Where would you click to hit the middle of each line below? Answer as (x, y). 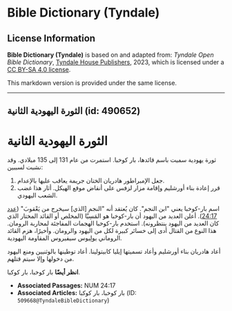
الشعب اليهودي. (37, 196)
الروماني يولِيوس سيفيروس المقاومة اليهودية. (65, 238)
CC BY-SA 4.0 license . (39, 69)
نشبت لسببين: (25, 167)
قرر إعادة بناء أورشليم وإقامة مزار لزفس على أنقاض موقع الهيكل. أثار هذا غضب (118, 188)
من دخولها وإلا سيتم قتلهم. (41, 259)
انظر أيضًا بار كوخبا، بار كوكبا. (44, 272)
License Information (51, 38)
